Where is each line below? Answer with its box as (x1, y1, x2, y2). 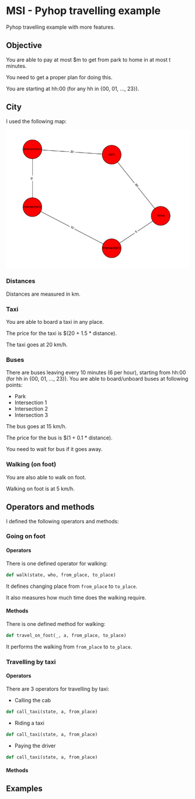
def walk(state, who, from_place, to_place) (6, 572, 116, 578)
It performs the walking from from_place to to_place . (6, 643, 133, 650)
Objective (6, 40, 43, 50)
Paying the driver (14, 742, 56, 749)
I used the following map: (6, 117, 67, 124)
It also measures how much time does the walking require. (6, 594, 147, 601)
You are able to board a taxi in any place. (6, 319, 104, 326)
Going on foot (6, 532, 46, 540)
